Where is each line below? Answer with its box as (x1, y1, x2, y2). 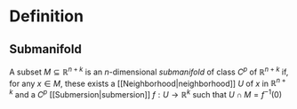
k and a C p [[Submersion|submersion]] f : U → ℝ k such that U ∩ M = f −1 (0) (9, 88, 283, 99)
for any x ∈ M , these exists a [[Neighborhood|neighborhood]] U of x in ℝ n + (9, 76, 286, 89)
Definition (9, 6, 84, 27)
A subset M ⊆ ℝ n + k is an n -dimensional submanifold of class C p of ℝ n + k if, (9, 65, 289, 77)
